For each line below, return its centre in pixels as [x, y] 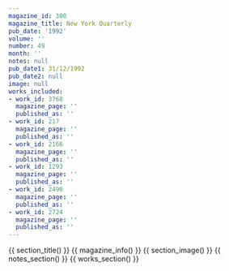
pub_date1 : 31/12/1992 [47, 69]
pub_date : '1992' [38, 31]
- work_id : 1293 [36, 167]
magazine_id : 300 [38, 16]
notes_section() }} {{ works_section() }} [74, 259]
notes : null [28, 62]
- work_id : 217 [34, 122]
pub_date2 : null [36, 76]
